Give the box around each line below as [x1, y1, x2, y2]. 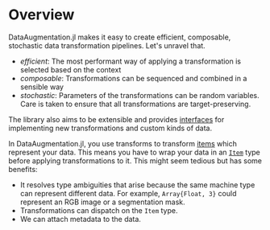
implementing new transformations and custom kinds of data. [8, 123, 213, 133]
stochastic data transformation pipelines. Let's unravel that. [8, 40, 206, 50]
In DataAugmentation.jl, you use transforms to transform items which [8, 138, 238, 148]
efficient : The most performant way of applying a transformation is [19, 56, 242, 66]
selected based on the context [19, 64, 122, 74]
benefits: [8, 164, 38, 174]
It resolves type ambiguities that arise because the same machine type [19, 179, 255, 190]
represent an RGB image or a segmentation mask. [19, 197, 185, 207]
